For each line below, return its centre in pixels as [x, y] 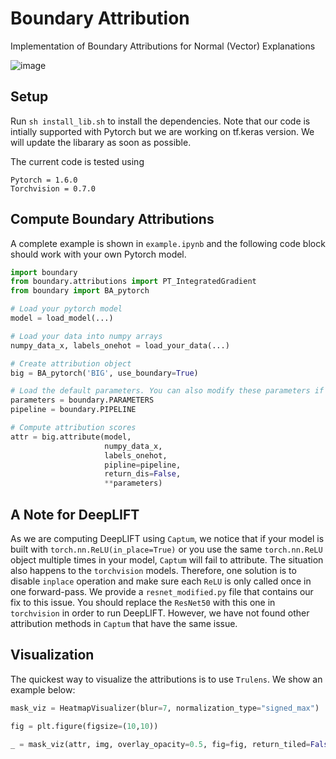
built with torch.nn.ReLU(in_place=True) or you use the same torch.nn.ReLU [166, 549]
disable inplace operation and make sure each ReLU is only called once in [161, 581]
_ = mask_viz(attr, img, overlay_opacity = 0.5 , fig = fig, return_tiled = [160, 744]
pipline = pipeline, [143, 465]
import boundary [44, 272]
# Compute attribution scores [73, 428]
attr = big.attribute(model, [71, 437]
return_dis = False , [143, 474]
